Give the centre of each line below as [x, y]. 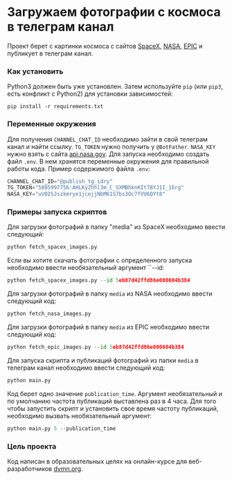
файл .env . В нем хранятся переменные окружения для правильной [108, 161]
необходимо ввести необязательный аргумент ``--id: [86, 268]
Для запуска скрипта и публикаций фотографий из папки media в [103, 360]
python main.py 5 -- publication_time [62, 428]
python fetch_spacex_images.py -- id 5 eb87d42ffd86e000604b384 [99, 281]
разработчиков [30, 469]
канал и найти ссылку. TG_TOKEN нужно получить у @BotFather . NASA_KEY [111, 146]
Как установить [35, 71]
